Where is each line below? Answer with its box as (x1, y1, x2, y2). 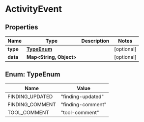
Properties (5, 23, 38, 31)
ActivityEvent (5, 3, 62, 15)
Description (81, 38, 110, 44)
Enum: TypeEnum (5, 70, 60, 79)
